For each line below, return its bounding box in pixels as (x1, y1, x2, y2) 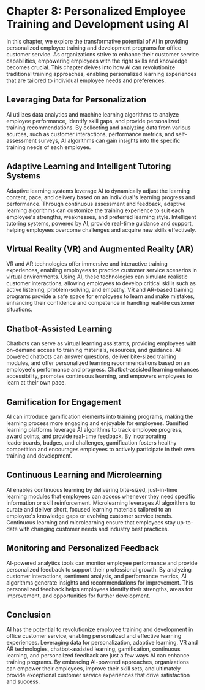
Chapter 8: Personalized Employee (6, 4, 187, 18)
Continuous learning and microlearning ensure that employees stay (6, 518, 176, 526)
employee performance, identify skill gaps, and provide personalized (6, 117, 179, 125)
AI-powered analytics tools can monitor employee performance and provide (6, 559, 198, 567)
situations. (6, 305, 32, 313)
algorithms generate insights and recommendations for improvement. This (6, 578, 193, 586)
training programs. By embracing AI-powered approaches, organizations (6, 658, 190, 666)
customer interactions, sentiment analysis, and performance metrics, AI (6, 572, 187, 580)
